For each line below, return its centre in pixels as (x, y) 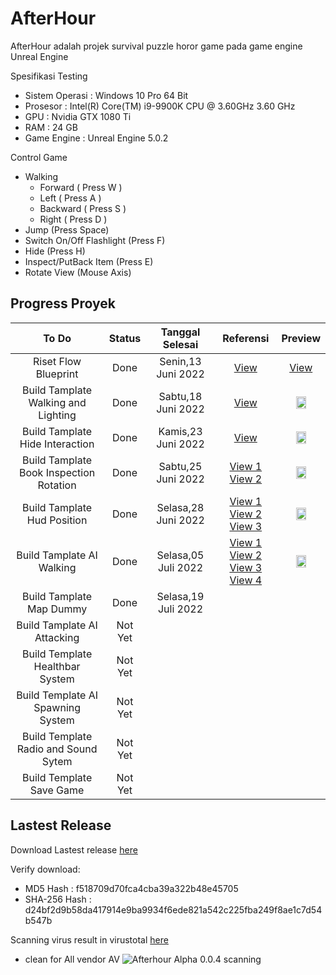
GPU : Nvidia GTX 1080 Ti (78, 116)
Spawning (57, 707)
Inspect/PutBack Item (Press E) (89, 261)
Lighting (57, 415)
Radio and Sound (57, 749)
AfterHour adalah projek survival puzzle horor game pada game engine (156, 46)
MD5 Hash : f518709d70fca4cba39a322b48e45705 (131, 888)
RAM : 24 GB (51, 127)
